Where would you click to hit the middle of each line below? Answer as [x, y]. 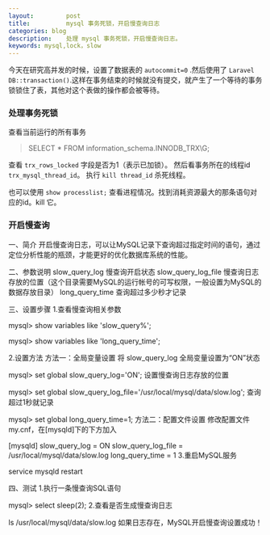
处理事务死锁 [33, 113]
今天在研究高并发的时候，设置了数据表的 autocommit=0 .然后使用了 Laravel [131, 70]
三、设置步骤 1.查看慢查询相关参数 [65, 309]
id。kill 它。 [42, 202]
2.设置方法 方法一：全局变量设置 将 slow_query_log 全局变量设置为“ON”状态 [134, 357]
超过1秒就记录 [31, 402]
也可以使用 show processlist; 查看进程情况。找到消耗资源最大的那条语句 [129, 192]
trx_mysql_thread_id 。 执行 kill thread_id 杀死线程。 [100, 175]
